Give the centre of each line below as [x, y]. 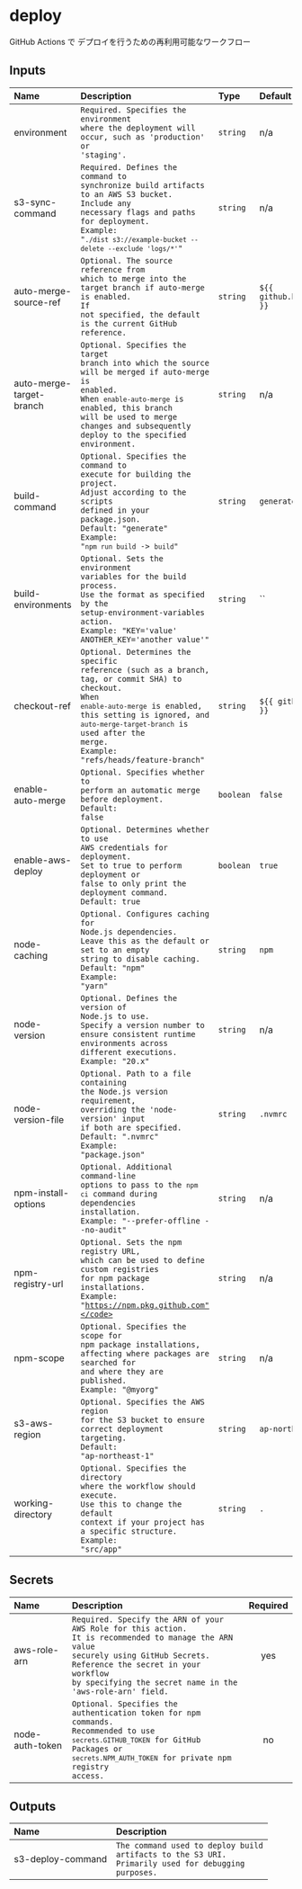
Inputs [28, 71]
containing [104, 1082]
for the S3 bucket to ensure [142, 1419]
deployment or [111, 874]
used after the [113, 733]
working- [34, 1503]
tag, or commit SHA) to [131, 679]
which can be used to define [142, 1260]
